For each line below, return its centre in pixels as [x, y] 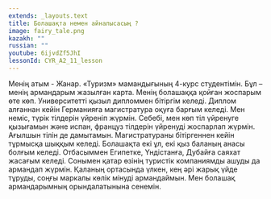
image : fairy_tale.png [46, 31]
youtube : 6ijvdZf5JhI [45, 53]
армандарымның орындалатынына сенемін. [85, 186]
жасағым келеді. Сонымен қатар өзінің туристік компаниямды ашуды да [134, 160]
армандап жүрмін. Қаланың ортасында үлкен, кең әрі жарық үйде [123, 169]
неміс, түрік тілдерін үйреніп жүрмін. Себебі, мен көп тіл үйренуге [124, 118]
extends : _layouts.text [48, 16]
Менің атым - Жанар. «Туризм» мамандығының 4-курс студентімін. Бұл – [135, 83]
